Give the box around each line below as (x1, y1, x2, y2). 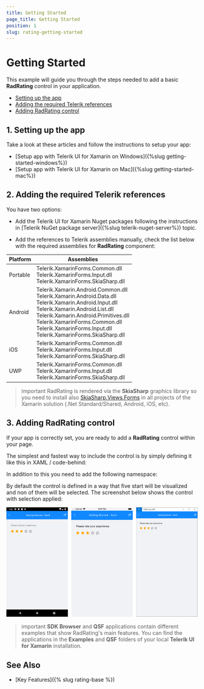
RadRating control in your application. (6, 83, 101, 90)
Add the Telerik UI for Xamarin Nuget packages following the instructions (15, 218, 198, 225)
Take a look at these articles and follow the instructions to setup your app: (6, 141, 191, 148)
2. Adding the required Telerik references (6, 190, 166, 200)
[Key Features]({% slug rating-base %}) (15, 676, 115, 684)
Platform (8, 256, 32, 263)
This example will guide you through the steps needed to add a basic (6, 76, 179, 83)
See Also (6, 660, 41, 670)
